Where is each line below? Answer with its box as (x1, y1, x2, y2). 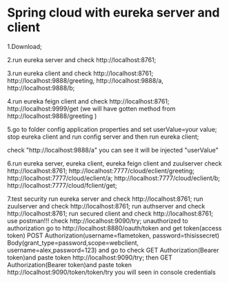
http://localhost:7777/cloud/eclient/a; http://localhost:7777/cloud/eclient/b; (7, 174, 221, 182)
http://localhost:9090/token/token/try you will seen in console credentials (7, 268, 216, 276)
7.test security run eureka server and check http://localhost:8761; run (7, 195, 203, 203)
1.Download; (7, 42, 43, 50)
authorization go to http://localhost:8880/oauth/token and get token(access (7, 224, 222, 232)
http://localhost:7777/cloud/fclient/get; (7, 181, 117, 189)
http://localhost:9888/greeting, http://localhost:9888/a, (7, 76, 164, 84)
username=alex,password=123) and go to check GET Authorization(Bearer (7, 246, 219, 254)
